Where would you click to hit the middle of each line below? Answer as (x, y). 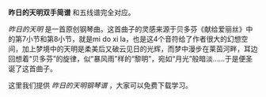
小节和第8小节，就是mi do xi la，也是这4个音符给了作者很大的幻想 (133, 39)
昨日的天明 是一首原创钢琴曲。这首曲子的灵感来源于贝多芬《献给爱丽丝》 (127, 29)
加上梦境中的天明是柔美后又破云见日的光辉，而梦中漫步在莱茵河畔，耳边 (140, 49)
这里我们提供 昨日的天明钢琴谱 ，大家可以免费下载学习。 (100, 85)
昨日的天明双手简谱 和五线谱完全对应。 (72, 12)
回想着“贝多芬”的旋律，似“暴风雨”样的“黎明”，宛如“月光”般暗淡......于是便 (127, 59)
